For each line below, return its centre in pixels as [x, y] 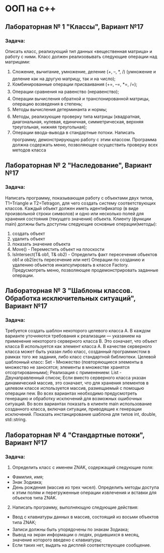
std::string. [16, 420]
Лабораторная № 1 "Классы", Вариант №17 [74, 27]
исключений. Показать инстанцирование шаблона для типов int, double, [81, 414]
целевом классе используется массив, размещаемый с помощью [75, 388]
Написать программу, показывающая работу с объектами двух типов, [79, 198]
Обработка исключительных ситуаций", [70, 298]
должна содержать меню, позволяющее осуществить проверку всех [85, 145]
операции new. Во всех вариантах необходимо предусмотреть [71, 393]
